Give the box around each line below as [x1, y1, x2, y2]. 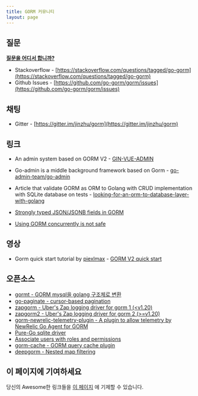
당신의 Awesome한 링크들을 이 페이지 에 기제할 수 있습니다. [6, 384, 144, 391]
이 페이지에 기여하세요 [6, 366, 82, 376]
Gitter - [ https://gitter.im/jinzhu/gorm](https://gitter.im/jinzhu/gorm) [14, 120, 178, 128]
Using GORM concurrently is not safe [14, 220, 106, 227]
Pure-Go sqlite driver [14, 329, 66, 336]
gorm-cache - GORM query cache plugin [14, 341, 116, 348]
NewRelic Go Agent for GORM [14, 322, 88, 330]
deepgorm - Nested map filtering [14, 348, 96, 355]
